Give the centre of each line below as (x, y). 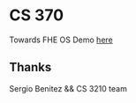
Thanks (30, 67)
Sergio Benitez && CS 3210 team (68, 88)
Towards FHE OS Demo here (61, 40)
